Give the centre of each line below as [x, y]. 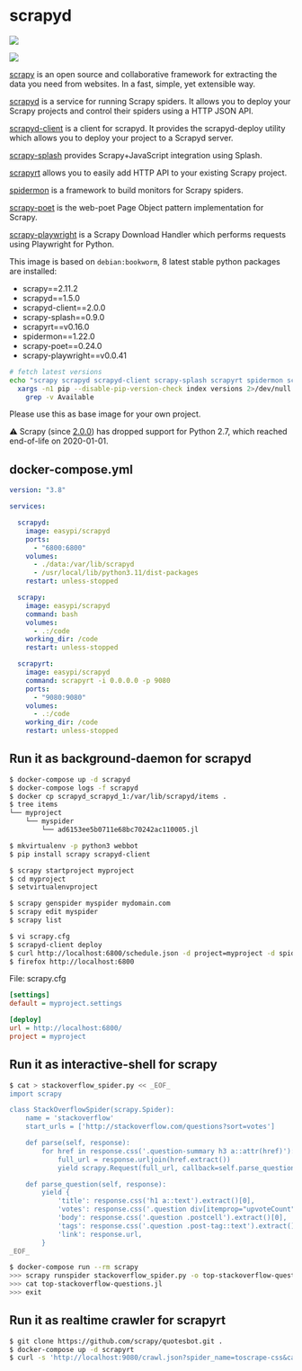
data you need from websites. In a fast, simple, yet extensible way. [133, 84]
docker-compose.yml [71, 469]
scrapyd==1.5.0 [51, 298]
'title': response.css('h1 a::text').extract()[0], [156, 1201]
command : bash [52, 614]
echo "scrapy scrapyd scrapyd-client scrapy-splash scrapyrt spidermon [146, 380]
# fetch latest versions [56, 372]
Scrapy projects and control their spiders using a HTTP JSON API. [132, 111]
